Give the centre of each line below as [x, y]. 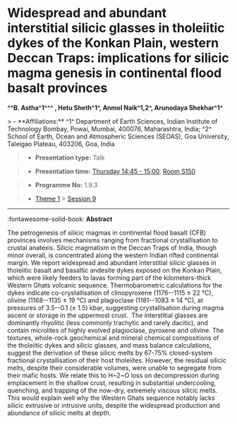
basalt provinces [57, 88]
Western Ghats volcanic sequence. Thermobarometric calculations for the [115, 285]
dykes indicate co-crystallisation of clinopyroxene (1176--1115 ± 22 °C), [110, 293]
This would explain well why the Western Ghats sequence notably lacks [111, 398]
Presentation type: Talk [70, 158]
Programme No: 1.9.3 [66, 184]
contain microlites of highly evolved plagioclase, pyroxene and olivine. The [116, 330]
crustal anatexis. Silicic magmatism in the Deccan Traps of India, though [112, 247]
